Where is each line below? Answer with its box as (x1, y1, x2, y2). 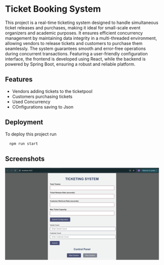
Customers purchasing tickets (12, 93, 73, 99)
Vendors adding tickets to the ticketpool (12, 88, 93, 94)
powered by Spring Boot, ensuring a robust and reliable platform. (5, 61, 136, 67)
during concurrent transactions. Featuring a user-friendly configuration (5, 50, 148, 57)
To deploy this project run (5, 131, 57, 137)
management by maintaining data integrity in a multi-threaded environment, (5, 35, 157, 41)
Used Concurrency (12, 99, 50, 105)
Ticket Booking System (5, 3, 101, 15)
